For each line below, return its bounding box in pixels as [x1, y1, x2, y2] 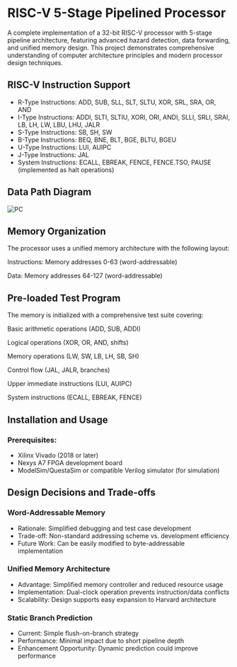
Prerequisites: [7, 435, 57, 445]
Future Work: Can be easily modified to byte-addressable [17, 539, 185, 547]
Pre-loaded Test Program [7, 292, 121, 304]
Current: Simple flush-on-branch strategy [17, 629, 139, 638]
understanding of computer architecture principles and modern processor [7, 51, 223, 59]
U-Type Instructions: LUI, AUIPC [17, 143, 112, 152]
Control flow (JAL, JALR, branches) [7, 366, 110, 375]
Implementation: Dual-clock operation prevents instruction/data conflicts [17, 588, 230, 596]
